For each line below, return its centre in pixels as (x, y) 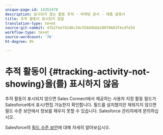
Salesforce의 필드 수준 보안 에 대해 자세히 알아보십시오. (58, 127)
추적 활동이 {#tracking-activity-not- (78, 71)
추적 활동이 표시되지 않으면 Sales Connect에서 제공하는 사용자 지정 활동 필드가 (81, 98)
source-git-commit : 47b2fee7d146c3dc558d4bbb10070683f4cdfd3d (70, 28)
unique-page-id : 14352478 (31, 10)
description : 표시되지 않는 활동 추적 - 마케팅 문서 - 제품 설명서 (65, 14)
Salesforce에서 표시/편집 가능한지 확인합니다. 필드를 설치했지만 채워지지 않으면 (81, 105)
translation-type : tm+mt (30, 23)
